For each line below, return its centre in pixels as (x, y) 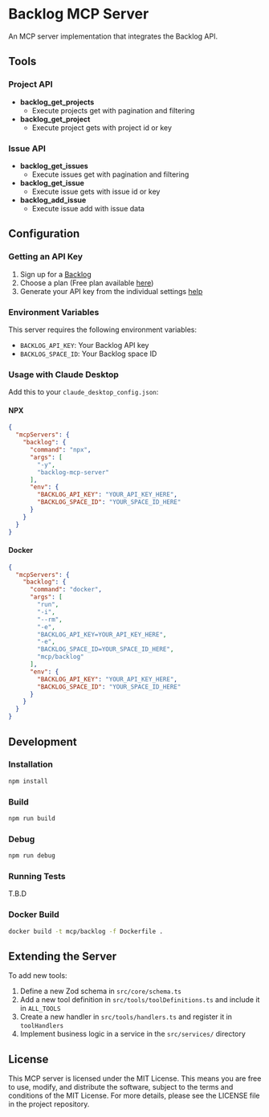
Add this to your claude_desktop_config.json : (84, 392)
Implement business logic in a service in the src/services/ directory (133, 1034)
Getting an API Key (45, 256)
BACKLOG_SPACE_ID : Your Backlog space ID (88, 354)
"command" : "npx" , (60, 450)
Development (43, 741)
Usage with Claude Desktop (63, 374)
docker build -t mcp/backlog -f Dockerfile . (86, 931)
